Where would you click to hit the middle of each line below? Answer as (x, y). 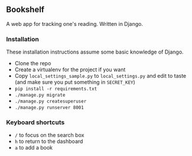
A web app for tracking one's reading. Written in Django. (75, 24)
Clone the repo (33, 64)
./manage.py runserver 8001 (49, 108)
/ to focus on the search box (49, 135)
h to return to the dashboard (49, 141)
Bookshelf (25, 10)
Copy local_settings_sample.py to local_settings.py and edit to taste (100, 76)
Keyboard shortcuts (35, 122)
